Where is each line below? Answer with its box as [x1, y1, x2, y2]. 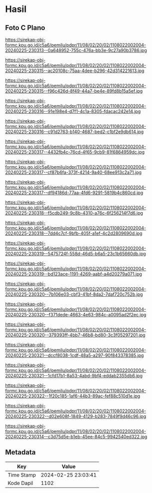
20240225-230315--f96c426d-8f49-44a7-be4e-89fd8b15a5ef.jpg [5, 88, 143, 94]
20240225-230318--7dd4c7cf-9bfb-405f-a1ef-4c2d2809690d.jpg [5, 230, 143, 236]
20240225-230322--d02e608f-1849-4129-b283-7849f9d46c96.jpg [5, 413, 146, 419]
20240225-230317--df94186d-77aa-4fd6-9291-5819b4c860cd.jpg [5, 190, 144, 196]
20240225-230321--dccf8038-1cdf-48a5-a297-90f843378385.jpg [5, 352, 144, 358]
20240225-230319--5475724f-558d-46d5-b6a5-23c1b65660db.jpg [5, 251, 146, 256]
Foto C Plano [5, 24, 45, 32]
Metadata [5, 448, 36, 456]
